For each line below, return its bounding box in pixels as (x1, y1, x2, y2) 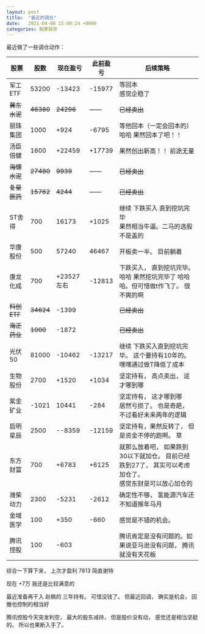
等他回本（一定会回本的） (119, 121, 193, 130)
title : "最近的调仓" (6, 15, 57, 21)
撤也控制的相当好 (6, 600, 49, 608)
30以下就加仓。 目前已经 (119, 452, 190, 461)
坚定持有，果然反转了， (119, 422, 187, 431)
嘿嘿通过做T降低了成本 (119, 361, 185, 369)
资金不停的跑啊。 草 (125, 431, 182, 440)
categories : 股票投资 (6, 26, 58, 32)
